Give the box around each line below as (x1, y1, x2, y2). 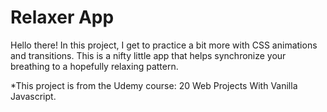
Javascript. (10, 90, 57, 102)
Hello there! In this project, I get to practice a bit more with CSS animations (10, 39, 318, 51)
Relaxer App (10, 6, 115, 29)
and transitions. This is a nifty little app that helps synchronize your (10, 49, 287, 61)
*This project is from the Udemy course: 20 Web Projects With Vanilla (10, 79, 298, 91)
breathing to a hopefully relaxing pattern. (10, 60, 179, 72)
